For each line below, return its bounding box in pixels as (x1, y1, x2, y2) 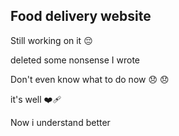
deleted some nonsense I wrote (10, 54, 140, 66)
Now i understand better (10, 116, 111, 128)
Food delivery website (10, 8, 152, 25)
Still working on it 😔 (10, 34, 93, 46)
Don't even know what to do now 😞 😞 (10, 73, 170, 85)
